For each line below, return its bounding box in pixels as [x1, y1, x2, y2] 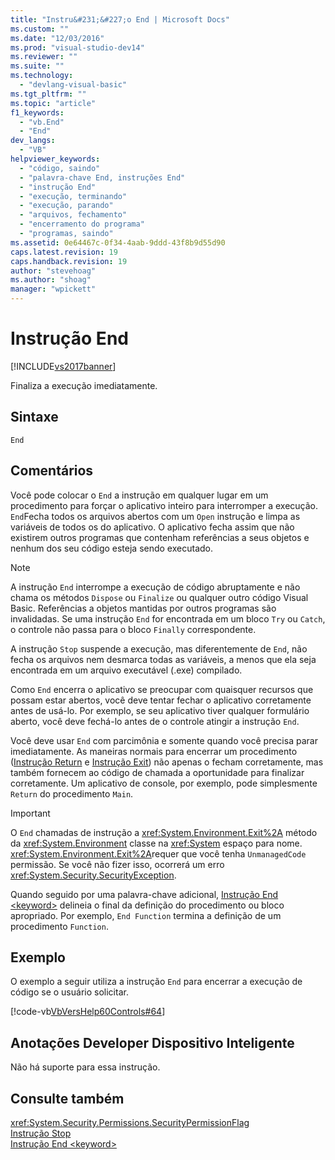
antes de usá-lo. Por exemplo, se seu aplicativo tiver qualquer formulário [10, 704, 310, 716]
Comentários [10, 462, 94, 480]
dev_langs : [10, 136, 56, 146]
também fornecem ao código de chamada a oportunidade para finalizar [10, 766, 305, 778]
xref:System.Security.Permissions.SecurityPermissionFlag [10, 1117, 250, 1128]
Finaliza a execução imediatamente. [10, 379, 158, 391]
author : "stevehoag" [10, 266, 97, 276]
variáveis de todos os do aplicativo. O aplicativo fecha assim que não [10, 521, 295, 533]
